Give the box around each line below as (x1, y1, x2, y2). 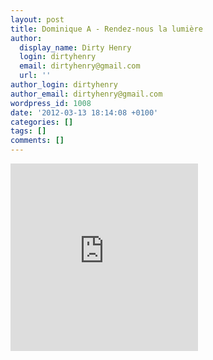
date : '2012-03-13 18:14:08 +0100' (10, 107, 159, 118)
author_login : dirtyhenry (10, 80, 118, 90)
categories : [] (10, 117, 74, 127)
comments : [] (10, 136, 65, 146)
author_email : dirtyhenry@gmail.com (10, 89, 163, 99)
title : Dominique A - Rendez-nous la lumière (10, 24, 203, 34)
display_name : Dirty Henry (19, 42, 132, 53)
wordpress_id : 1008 (10, 98, 92, 108)
